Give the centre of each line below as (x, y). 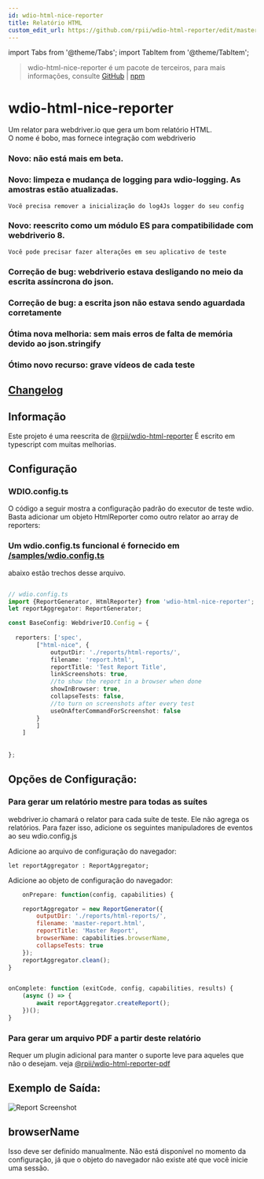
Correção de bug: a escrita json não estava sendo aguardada (126, 303)
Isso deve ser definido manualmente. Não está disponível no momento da (127, 1151)
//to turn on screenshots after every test (122, 703)
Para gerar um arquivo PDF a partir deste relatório (105, 1038)
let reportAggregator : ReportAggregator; (79, 865)
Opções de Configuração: (73, 780)
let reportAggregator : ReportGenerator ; (75, 609)
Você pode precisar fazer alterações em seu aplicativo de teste (117, 252)
